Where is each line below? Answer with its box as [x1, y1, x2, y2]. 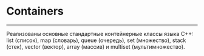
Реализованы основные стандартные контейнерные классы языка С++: [6, 30, 194, 37]
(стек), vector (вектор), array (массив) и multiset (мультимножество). [6, 43, 185, 50]
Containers [6, 4, 64, 18]
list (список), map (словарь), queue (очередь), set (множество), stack [6, 37, 186, 44]
